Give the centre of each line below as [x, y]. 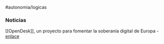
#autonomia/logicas [26, 7]
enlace [12, 36]
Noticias [16, 20]
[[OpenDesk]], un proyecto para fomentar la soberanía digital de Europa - [82, 31]
